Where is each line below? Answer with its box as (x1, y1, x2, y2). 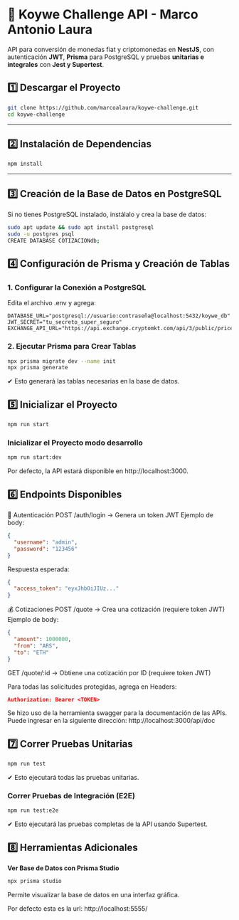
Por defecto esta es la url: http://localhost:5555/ (7, 904, 148, 913)
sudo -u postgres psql (7, 231, 75, 238)
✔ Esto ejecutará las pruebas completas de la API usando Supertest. (7, 820, 208, 828)
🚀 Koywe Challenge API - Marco (7, 6, 198, 23)
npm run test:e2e (7, 807, 59, 814)
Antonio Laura (7, 21, 93, 38)
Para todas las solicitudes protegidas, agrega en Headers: (7, 682, 177, 691)
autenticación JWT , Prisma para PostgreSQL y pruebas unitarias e (7, 53, 205, 61)
